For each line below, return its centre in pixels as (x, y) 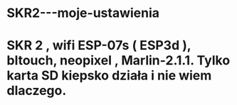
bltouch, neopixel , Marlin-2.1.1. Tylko (118, 61)
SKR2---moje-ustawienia (83, 13)
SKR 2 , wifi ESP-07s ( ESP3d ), (99, 46)
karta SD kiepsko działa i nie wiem (109, 76)
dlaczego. (37, 91)
